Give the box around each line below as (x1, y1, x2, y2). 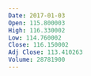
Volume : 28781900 (8, 56, 66, 64)
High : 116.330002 (8, 26, 66, 34)
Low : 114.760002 (8, 33, 62, 42)
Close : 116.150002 (8, 41, 69, 49)
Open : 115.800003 (8, 19, 66, 27)
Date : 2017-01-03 (8, 11, 66, 20)
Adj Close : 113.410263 (8, 48, 83, 56)
